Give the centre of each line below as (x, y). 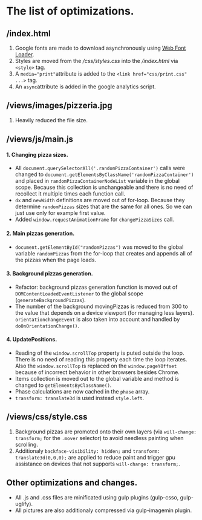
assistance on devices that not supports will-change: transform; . (97, 464)
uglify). (24, 504)
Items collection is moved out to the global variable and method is (97, 379)
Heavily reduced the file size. (51, 120)
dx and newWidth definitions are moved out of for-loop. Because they (100, 200)
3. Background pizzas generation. (50, 274)
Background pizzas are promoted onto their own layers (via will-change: (106, 432)
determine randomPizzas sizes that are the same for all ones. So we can (103, 206)
